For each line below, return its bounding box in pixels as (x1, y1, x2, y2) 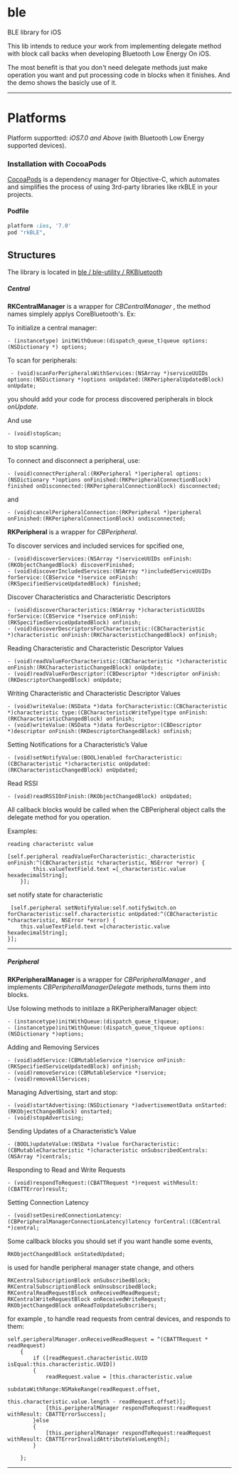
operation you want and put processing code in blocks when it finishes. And (7, 71, 230, 79)
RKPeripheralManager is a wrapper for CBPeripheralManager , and (7, 975, 206, 984)
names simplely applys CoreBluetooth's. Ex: (7, 310, 137, 318)
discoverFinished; (80, 561, 135, 568)
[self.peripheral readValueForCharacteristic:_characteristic (7, 853, 196, 860)
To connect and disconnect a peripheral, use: (7, 456, 141, 464)
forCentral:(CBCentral (154, 1218, 221, 1225)
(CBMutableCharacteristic (7, 1146, 84, 1154)
